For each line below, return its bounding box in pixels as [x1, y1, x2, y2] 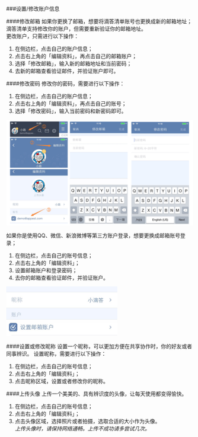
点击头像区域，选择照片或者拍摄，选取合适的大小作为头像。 [14, 417, 161, 425]
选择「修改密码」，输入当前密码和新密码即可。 [14, 107, 127, 114]
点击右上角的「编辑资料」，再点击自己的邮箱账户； [14, 53, 138, 59]
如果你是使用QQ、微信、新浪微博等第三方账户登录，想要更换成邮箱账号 [6, 232, 181, 239]
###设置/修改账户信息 [6, 5, 60, 12]
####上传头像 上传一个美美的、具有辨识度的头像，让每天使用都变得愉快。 [6, 390, 187, 397]
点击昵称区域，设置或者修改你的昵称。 [14, 377, 108, 384]
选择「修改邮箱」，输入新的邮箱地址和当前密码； [14, 60, 132, 67]
